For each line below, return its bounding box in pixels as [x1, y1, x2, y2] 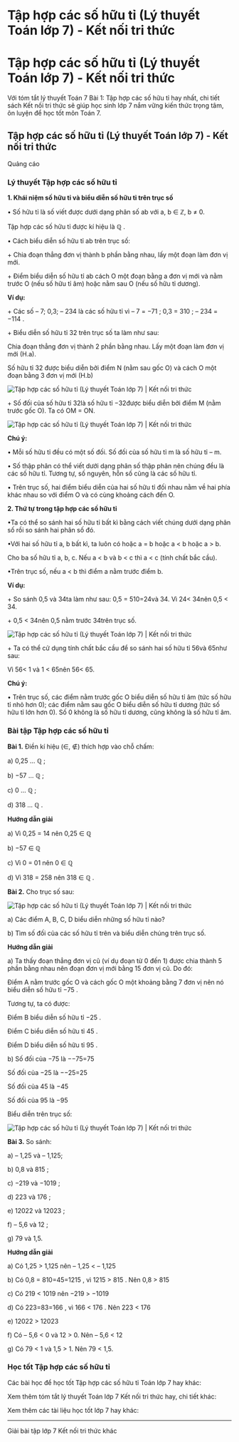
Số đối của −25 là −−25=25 [7, 1068, 87, 1076]
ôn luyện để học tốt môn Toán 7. [7, 109, 102, 118]
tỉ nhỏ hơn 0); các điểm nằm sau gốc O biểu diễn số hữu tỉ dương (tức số [7, 701, 221, 709]
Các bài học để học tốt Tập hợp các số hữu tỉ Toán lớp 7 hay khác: [7, 1378, 201, 1386]
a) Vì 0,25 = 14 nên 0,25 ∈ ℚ [7, 829, 92, 838]
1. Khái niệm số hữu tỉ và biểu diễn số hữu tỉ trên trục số [7, 193, 174, 202]
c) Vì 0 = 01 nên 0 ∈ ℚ [7, 858, 73, 867]
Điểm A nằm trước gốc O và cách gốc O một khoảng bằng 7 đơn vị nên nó [7, 977, 224, 987]
